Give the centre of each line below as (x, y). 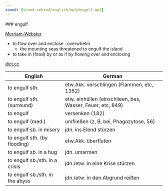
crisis (14, 166)
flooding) (18, 144)
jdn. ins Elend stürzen (90, 129)
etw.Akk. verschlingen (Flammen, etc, (109, 84)
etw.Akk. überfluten (88, 140)
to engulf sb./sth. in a (32, 160)
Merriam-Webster (23, 33)
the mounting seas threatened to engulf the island (71, 48)
